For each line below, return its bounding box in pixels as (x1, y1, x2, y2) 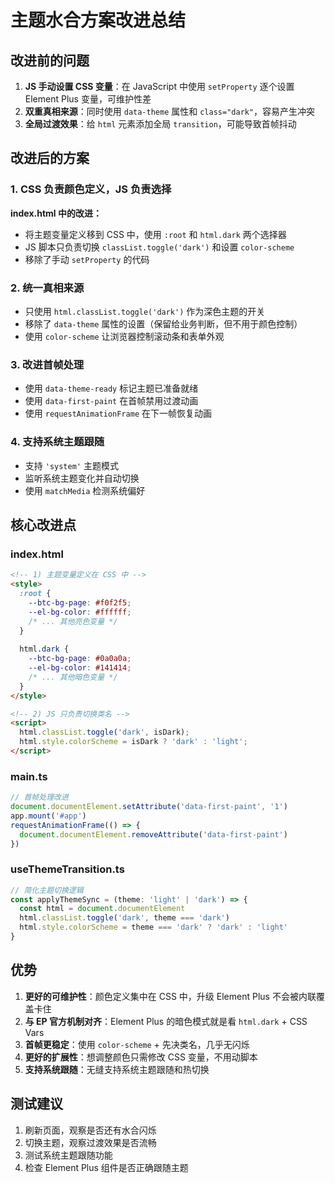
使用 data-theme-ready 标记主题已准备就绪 (24, 382, 199, 395)
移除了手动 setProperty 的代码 (24, 253, 150, 265)
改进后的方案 (10, 150, 90, 167)
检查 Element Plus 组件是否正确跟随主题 (24, 1161, 189, 1173)
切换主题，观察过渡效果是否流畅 (24, 1136, 157, 1148)
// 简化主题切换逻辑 (10, 885, 84, 895)
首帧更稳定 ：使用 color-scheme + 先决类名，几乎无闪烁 (24, 1038, 250, 1050)
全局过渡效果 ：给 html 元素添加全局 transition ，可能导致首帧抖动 (24, 118, 297, 130)
